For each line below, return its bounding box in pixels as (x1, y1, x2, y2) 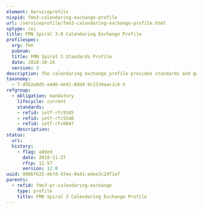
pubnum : (11, 48, 31, 54)
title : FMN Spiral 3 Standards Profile (11, 54, 112, 60)
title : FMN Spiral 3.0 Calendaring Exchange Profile (6, 31, 142, 37)
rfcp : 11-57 (22, 160, 53, 166)
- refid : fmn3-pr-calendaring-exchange (11, 182, 112, 189)
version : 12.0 (22, 166, 59, 172)
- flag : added (17, 149, 53, 155)
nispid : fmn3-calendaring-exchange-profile (6, 14, 118, 20)
